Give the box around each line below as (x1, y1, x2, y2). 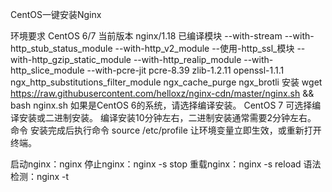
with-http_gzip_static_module (10, 54, 132, 65)
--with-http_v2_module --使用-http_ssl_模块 (114, 43, 295, 54)
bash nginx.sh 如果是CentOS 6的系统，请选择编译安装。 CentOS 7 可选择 (10, 99, 313, 111)
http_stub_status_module (10, 43, 113, 54)
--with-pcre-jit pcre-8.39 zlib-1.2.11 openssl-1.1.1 (86, 64, 285, 76)
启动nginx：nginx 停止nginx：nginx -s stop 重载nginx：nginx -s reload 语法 (10, 158, 322, 170)
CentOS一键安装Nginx (10, 9, 102, 20)
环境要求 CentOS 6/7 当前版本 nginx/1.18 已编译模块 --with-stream (10, 30, 283, 42)
